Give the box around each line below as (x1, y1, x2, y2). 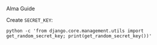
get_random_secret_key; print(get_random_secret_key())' (6, 33, 152, 39)
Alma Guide (6, 5, 35, 12)
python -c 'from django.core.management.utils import (6, 28, 144, 34)
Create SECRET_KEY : (6, 17, 53, 23)
